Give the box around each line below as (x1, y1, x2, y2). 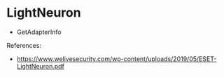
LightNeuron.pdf (16, 62, 64, 70)
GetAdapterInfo (16, 28, 62, 36)
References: (6, 41, 41, 49)
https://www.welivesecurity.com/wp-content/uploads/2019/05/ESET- (16, 54, 217, 63)
